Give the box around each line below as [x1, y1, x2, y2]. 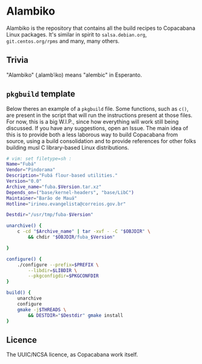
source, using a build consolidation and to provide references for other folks [6, 137, 197, 144]
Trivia [6, 55, 29, 65]
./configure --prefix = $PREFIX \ [17, 262, 99, 268]
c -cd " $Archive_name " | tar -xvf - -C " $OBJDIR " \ [17, 228, 150, 235]
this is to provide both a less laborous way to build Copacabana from [6, 131, 178, 138]
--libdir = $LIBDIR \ [28, 267, 78, 273]
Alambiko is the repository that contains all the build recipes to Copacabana [6, 24, 195, 32]
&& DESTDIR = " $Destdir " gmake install [28, 312, 123, 318]
